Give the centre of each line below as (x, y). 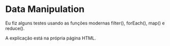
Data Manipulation (45, 9)
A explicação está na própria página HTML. (51, 38)
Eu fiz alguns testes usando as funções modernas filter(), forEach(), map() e (85, 23)
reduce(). (15, 28)
